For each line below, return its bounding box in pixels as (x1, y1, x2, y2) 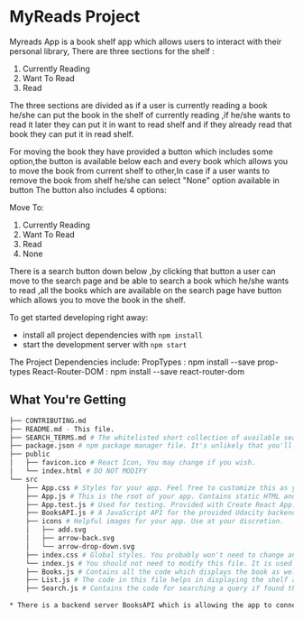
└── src (9, 475, 39, 484)
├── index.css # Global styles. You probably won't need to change (25, 550, 284, 559)
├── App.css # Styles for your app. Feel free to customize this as (25, 483, 289, 493)
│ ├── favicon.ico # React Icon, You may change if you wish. (9, 458, 256, 467)
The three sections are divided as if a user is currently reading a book (9, 99, 268, 110)
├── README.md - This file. (9, 424, 115, 434)
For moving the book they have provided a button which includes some (9, 146, 273, 157)
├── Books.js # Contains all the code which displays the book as (25, 567, 280, 577)
